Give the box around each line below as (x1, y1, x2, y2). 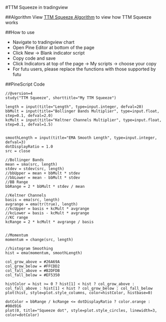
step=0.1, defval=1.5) (5, 122, 53, 127)
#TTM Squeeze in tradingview (5, 5, 68, 10)
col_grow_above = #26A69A (5, 259, 60, 264)
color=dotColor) (5, 312, 39, 317)
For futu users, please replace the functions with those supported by (12, 66, 156, 72)
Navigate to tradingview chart (12, 39, 75, 45)
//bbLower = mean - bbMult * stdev (5, 175, 80, 180)
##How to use (5, 29, 35, 35)
